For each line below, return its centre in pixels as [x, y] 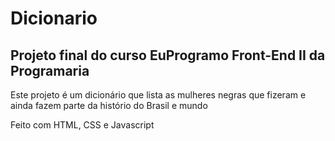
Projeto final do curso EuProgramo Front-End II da [168, 55]
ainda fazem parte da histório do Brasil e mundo [109, 105]
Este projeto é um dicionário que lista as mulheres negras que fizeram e [158, 95]
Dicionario [54, 18]
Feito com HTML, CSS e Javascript [82, 125]
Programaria [50, 70]
